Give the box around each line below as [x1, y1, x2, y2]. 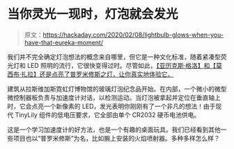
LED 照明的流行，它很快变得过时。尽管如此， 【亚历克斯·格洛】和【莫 [26, 61, 223, 69]
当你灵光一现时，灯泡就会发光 [7, 6, 179, 22]
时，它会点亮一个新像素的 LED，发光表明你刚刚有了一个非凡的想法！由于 [7, 102, 216, 110]
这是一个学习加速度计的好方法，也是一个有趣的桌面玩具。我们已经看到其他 [7, 125, 221, 134]
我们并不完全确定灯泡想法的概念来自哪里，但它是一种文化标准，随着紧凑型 [7, 53, 221, 61]
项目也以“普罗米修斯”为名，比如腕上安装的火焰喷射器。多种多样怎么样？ [13, 134, 221, 142]
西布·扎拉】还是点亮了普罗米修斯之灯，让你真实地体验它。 [7, 70, 174, 78]
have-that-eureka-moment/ [24, 38, 103, 46]
